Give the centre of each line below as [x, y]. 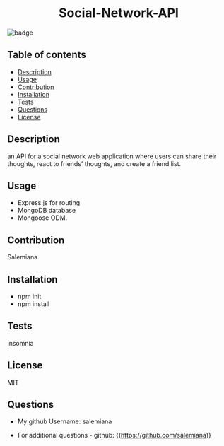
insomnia [20, 343]
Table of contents [47, 55]
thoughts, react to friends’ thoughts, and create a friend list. [94, 163]
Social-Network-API [119, 13]
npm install [34, 304]
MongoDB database [47, 211]
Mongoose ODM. [42, 218]
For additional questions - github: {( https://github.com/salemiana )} [114, 435]
